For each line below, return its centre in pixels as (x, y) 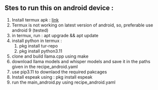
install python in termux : (37, 41)
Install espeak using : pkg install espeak (52, 77)
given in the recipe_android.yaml (45, 67)
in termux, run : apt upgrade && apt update (55, 35)
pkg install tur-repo (38, 45)
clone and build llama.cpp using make (50, 56)
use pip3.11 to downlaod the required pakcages (59, 72)
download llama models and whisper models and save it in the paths (81, 61)
